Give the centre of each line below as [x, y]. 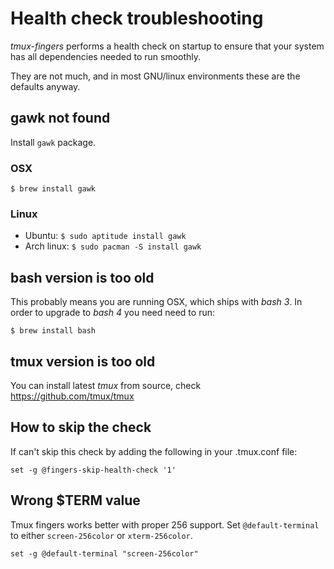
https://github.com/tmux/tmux [72, 396]
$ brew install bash [53, 331]
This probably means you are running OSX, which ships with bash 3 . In [156, 302]
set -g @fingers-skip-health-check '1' [93, 470]
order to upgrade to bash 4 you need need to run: [112, 313]
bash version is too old [82, 277]
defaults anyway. [45, 86]
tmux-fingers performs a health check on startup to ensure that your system [167, 46]
